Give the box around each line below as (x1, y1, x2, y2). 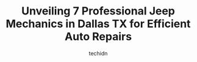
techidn (88, 49, 108, 57)
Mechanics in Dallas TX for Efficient (5, 17, 191, 31)
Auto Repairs (65, 30, 132, 43)
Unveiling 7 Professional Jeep (21, 4, 176, 18)
